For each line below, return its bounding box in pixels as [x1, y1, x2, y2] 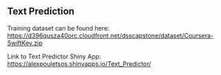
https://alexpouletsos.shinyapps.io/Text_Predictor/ [7, 59, 152, 68]
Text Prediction [7, 6, 75, 17]
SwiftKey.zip [7, 38, 43, 47]
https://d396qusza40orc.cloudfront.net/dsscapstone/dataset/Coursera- [7, 31, 214, 40]
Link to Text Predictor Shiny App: [7, 52, 101, 60]
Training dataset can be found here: [7, 24, 110, 32]
